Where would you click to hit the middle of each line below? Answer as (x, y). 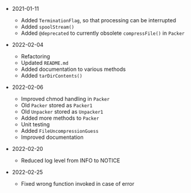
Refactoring (35, 56)
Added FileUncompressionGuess (60, 131)
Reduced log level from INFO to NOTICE (70, 161)
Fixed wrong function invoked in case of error (77, 184)
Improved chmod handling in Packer (65, 99)
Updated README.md (45, 63)
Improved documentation (52, 137)
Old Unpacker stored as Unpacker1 (62, 112)
